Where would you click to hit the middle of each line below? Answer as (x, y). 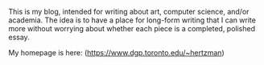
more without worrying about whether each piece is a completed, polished (132, 28)
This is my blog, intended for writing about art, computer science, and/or (129, 12)
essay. (19, 37)
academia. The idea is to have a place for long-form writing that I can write (132, 20)
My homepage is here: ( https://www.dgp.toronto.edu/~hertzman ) (116, 53)
